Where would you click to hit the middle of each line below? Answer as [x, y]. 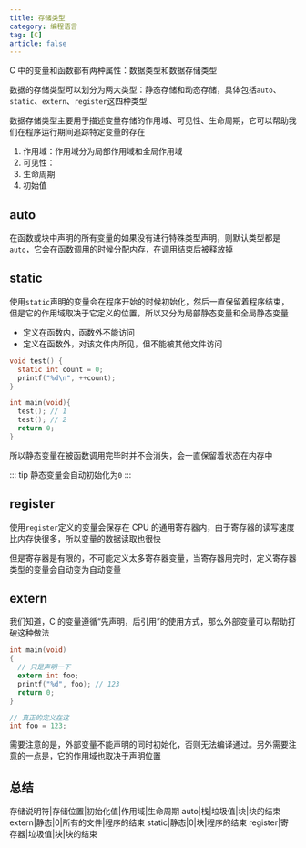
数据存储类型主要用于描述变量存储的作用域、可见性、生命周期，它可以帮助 [149, 120]
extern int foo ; [48, 676]
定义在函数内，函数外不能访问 [78, 332]
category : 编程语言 [44, 26]
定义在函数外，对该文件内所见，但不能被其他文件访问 [122, 344]
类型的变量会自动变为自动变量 [65, 569]
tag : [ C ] [26, 35]
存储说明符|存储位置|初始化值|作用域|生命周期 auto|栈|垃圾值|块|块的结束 [145, 812]
